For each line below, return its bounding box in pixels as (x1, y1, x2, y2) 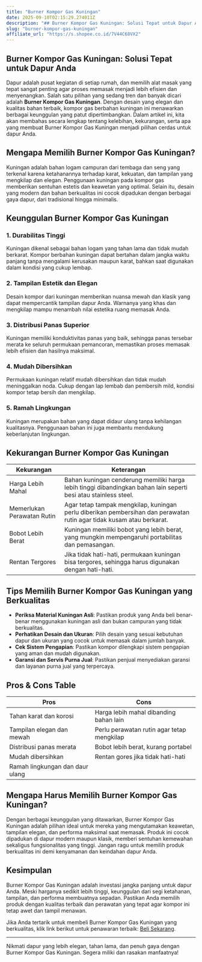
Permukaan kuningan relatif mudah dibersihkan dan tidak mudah (6, 376, 167, 383)
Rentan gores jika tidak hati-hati (94, 753, 186, 761)
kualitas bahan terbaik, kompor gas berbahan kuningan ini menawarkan (6, 104, 183, 112)
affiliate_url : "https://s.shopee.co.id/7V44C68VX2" (6, 31, 141, 37)
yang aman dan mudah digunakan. (14, 650, 101, 657)
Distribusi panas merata (9, 743, 76, 751)
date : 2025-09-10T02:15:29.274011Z (6, 14, 96, 20)
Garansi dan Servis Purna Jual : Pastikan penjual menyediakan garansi (14, 656, 191, 664)
